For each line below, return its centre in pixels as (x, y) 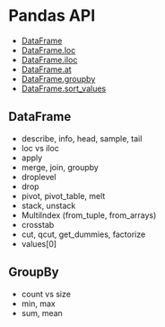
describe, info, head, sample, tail (82, 138)
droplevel (39, 177)
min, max (38, 304)
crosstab (38, 224)
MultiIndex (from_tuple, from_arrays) (89, 215)
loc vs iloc (40, 148)
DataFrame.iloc (49, 59)
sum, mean (42, 313)
